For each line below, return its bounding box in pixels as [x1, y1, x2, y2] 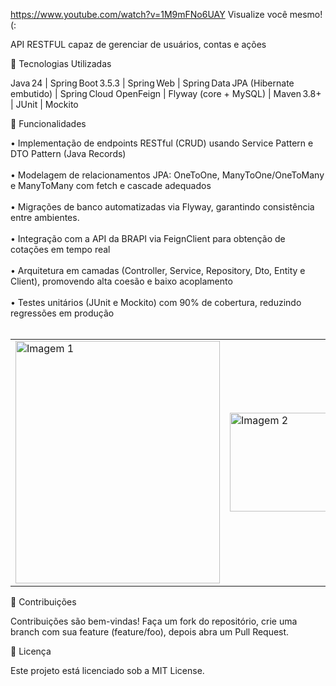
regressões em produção [10, 307, 115, 319]
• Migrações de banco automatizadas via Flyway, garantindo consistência [10, 201, 315, 213]
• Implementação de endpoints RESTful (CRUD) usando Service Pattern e [10, 137, 314, 149]
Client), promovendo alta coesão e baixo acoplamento [10, 275, 233, 287]
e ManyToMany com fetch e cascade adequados [10, 180, 212, 191]
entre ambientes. [10, 212, 80, 223]
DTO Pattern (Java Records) [10, 148, 127, 159]
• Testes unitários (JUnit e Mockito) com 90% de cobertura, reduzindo [10, 297, 302, 308]
